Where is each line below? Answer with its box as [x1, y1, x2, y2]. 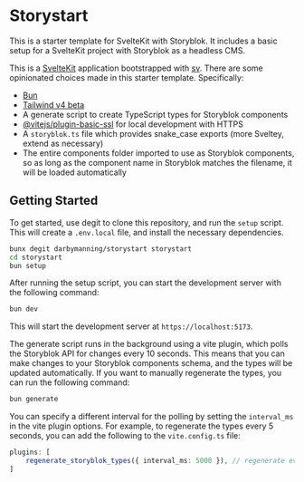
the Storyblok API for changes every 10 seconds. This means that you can [9, 348, 285, 359]
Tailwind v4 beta [22, 99, 85, 110]
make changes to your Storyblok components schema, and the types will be [9, 358, 293, 369]
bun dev [9, 304, 39, 313]
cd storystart [9, 253, 63, 262]
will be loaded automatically [22, 167, 127, 178]
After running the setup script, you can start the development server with [9, 277, 282, 288]
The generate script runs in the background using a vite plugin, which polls [9, 339, 289, 350]
